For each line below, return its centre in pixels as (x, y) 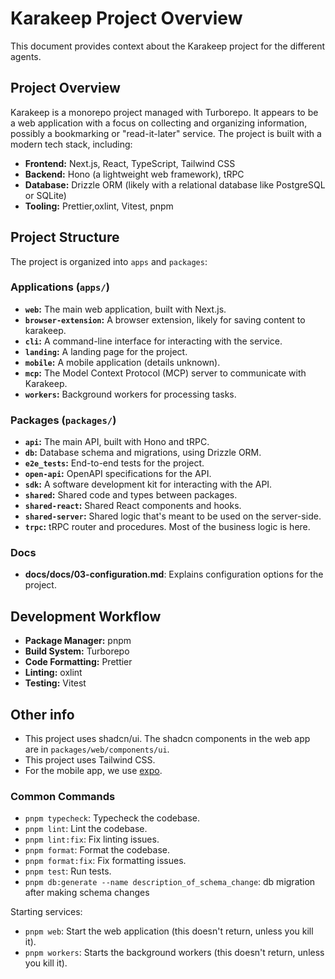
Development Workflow (86, 616)
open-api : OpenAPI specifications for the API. (118, 474)
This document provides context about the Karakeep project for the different (168, 46)
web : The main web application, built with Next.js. (125, 309)
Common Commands (63, 796)
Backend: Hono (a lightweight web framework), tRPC (134, 174)
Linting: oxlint (53, 673)
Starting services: (46, 912)
